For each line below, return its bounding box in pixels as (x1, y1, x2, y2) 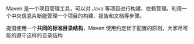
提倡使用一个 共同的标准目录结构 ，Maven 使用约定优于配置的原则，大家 (6, 25, 178, 31)
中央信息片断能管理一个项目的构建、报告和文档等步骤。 (11, 12, 145, 19)
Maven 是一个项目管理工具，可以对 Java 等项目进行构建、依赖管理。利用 (6, 5, 182, 12)
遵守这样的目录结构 (16, 32, 63, 39)
